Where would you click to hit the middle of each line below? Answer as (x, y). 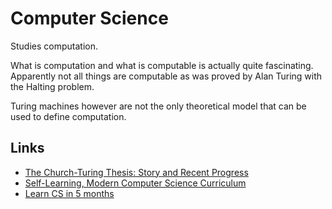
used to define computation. (68, 116)
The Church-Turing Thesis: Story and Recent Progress (136, 172)
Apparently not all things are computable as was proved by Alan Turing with (166, 76)
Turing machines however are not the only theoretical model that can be (158, 106)
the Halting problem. (52, 86)
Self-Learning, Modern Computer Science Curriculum (135, 183)
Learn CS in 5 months (69, 193)
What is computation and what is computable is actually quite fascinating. (162, 65)
